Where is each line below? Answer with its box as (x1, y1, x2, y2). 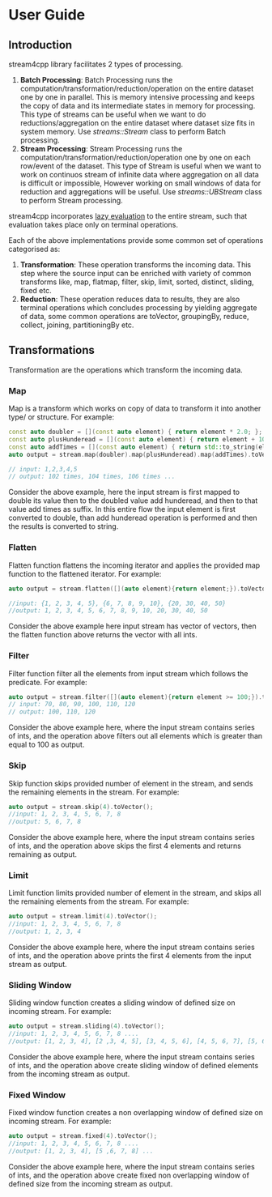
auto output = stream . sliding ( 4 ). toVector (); (8, 1022, 164, 1030)
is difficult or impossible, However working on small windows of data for (19, 178, 261, 188)
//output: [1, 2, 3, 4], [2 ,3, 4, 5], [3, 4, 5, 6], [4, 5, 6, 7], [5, (8, 1037, 259, 1046)
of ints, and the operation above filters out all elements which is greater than (8, 731, 263, 741)
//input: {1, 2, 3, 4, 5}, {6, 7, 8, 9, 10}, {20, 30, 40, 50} (8, 599, 227, 607)
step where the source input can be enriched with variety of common (19, 269, 252, 278)
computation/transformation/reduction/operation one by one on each (19, 152, 251, 162)
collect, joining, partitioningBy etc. (19, 320, 134, 330)
